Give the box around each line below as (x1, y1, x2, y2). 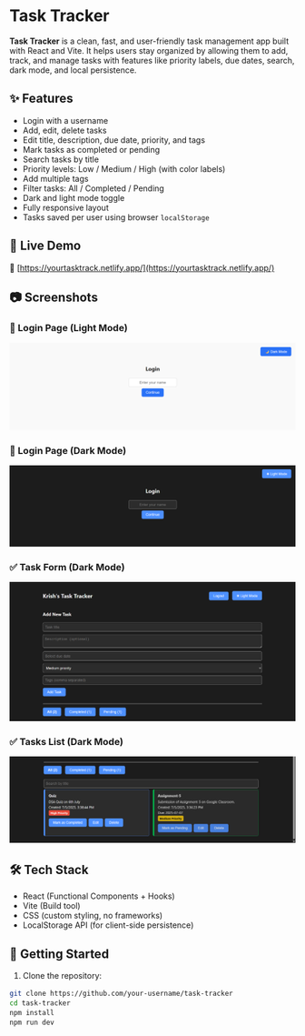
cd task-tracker (9, 998, 71, 1008)
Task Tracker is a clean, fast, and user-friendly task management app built (9, 35, 289, 46)
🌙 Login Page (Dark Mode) (9, 444, 127, 457)
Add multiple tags (22, 173, 89, 184)
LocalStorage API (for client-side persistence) (22, 920, 194, 930)
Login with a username (22, 115, 109, 126)
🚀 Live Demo (9, 238, 82, 254)
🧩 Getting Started (9, 946, 110, 961)
